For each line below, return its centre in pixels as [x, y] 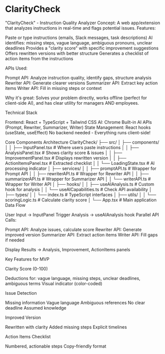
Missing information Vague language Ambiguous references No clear [75, 303]
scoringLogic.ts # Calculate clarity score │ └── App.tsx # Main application [81, 200]
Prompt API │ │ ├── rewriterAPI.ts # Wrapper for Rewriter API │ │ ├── [77, 173]
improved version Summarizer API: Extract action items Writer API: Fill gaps [82, 235]
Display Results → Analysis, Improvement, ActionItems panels [68, 249]
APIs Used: [16, 68]
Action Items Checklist [28, 336]
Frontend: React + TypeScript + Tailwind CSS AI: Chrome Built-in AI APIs [79, 122]
